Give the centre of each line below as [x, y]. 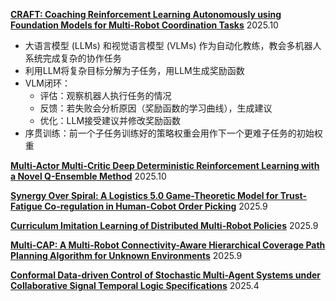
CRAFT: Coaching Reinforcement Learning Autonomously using [146, 14]
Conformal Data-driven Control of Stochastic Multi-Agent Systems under [166, 275]
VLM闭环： [48, 83]
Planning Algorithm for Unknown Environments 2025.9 [126, 255]
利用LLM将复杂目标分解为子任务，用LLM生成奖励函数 [134, 70]
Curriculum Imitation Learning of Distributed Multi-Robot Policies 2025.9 [164, 225]
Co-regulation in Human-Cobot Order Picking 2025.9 [156, 206]
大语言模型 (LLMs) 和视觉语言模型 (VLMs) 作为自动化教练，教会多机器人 [173, 45]
